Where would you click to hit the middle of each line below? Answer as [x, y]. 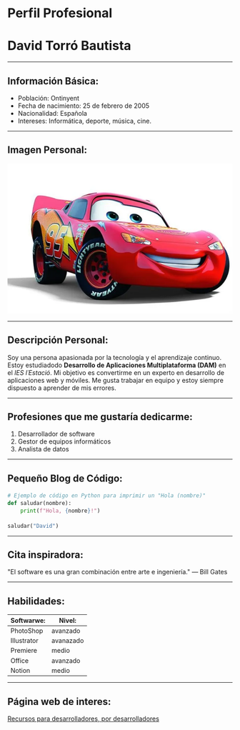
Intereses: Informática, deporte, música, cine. [85, 121]
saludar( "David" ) [33, 526]
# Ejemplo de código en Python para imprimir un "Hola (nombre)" [106, 496]
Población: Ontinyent [49, 98]
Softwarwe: [28, 620]
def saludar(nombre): [40, 504]
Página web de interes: [59, 701]
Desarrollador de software [56, 434]
